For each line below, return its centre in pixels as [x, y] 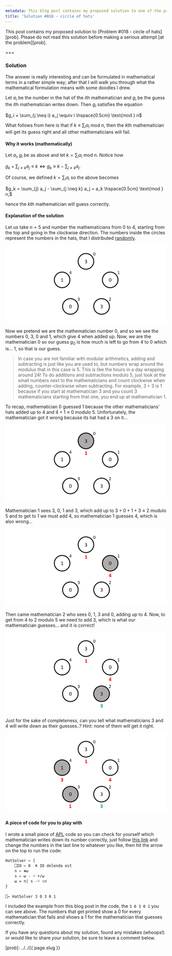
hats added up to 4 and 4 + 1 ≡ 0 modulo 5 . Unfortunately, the [70, 412]
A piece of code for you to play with [44, 823]
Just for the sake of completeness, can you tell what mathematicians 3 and [84, 720]
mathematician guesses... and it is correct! [50, 625]
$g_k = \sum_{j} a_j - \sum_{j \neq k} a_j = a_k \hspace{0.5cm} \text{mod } [84, 188]
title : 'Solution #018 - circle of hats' [50, 16]
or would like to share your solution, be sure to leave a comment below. [80, 938]
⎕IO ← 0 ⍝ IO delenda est [43, 866]
